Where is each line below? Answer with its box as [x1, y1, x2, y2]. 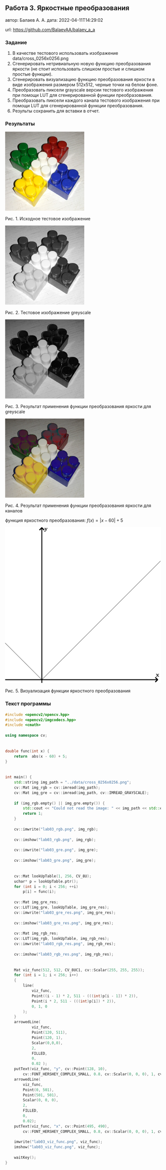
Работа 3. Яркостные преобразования [5, 4, 129, 12]
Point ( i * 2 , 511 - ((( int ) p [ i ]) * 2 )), [31, 999, 116, 1003]
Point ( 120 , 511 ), [31, 1030, 68, 1035]
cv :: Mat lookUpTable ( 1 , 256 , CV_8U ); [14, 874, 92, 878]
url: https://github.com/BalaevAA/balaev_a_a [5, 27, 95, 33]
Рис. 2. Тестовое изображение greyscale [5, 310, 91, 316]
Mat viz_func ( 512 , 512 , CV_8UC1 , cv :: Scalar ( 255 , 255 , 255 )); [14, 967, 145, 972]
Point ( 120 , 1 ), [31, 1035, 63, 1040]
